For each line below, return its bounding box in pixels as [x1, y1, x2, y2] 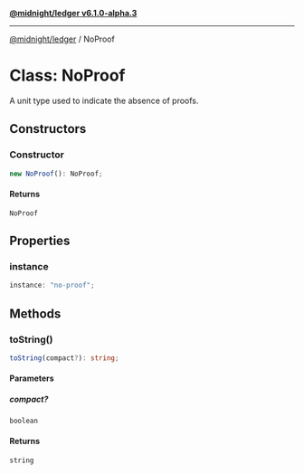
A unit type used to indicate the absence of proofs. [9, 95, 199, 106]
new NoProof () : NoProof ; [9, 169, 103, 178]
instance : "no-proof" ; [9, 280, 95, 290]
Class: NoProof [9, 65, 126, 86]
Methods [9, 306, 62, 321]
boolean [9, 416, 39, 426]
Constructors [9, 121, 87, 137]
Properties [9, 233, 71, 249]
